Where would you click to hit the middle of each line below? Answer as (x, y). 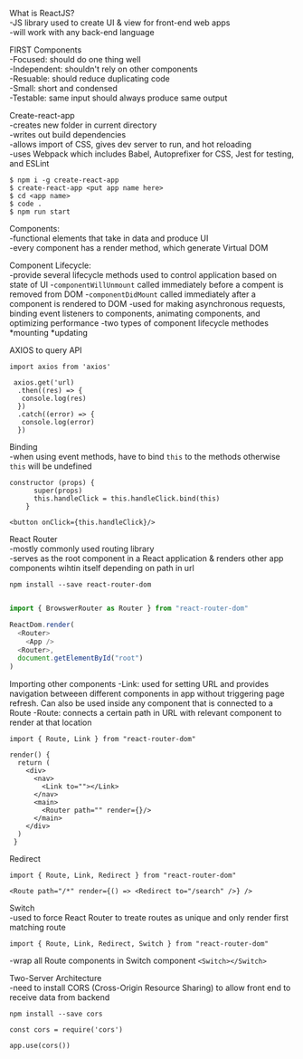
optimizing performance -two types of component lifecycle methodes (139, 323)
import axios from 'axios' (60, 367)
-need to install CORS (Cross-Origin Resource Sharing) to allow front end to (150, 988)
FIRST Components (46, 50)
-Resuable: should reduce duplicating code (90, 79)
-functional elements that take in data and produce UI (109, 238)
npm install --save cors (56, 1014)
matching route (38, 928)
